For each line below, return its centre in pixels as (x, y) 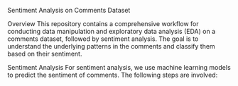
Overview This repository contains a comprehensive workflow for (103, 24)
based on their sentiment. (45, 54)
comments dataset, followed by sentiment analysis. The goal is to (103, 39)
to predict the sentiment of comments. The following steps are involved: (113, 75)
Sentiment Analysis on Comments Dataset (69, 10)
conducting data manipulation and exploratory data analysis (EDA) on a (112, 31)
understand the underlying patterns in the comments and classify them (111, 46)
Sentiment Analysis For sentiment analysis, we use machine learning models (119, 67)
